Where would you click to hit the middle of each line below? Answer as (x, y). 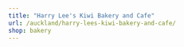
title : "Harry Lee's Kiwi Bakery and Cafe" (82, 16)
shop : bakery (30, 30)
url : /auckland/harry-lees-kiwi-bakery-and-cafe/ (92, 23)
